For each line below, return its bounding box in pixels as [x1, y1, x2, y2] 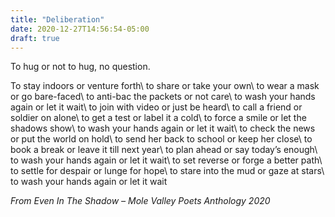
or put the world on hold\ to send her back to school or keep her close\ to [10, 133, 313, 145]
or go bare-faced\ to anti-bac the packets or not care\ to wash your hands [10, 91, 316, 103]
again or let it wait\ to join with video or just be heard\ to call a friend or [10, 101, 303, 113]
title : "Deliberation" [10, 14, 105, 25]
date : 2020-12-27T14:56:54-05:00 [10, 24, 150, 34]
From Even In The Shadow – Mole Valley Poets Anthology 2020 [10, 195, 271, 207]
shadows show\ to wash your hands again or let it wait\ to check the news [10, 122, 316, 135]
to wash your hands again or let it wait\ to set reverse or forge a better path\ [10, 154, 323, 166]
